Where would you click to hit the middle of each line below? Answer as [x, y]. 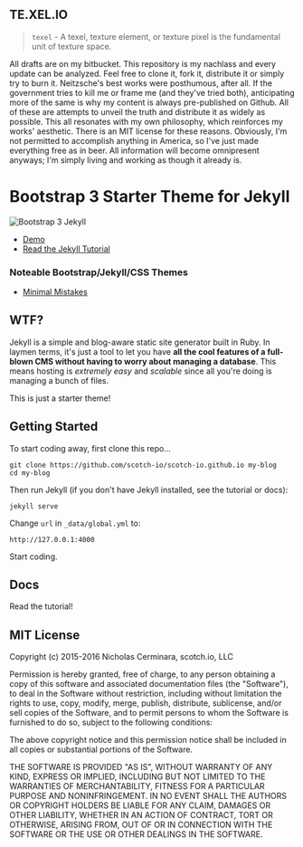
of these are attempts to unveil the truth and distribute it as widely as [137, 111]
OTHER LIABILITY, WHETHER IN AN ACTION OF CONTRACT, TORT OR [141, 815]
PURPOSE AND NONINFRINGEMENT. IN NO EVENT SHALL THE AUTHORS [148, 796]
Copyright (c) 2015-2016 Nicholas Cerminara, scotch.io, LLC [121, 657]
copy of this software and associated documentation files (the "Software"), [149, 684]
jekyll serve [34, 506]
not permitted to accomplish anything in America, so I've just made [134, 140]
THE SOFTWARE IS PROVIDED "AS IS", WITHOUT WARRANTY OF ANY [141, 767]
